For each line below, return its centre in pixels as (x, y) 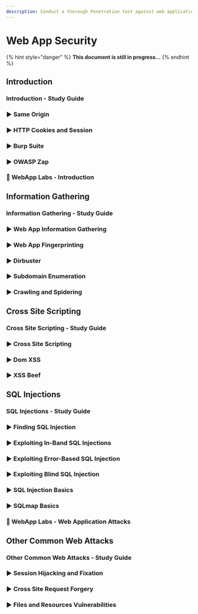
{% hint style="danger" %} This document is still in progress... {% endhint (98, 57)
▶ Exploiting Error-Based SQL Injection (63, 459)
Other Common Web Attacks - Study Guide (69, 557)
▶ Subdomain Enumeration (46, 276)
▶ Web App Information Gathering (57, 229)
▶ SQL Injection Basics (40, 490)
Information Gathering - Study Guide (60, 213)
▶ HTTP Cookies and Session (49, 130)
